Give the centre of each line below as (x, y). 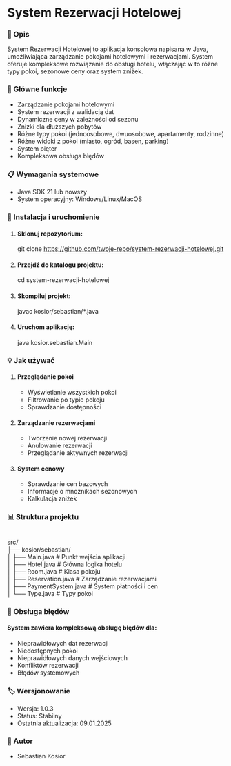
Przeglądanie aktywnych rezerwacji (78, 453)
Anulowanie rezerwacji (60, 446)
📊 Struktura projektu (43, 517)
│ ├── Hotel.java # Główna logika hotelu (65, 564)
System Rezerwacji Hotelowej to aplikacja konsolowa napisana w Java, (108, 49)
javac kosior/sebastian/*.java (58, 311)
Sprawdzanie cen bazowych (68, 484)
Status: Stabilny (39, 716)
